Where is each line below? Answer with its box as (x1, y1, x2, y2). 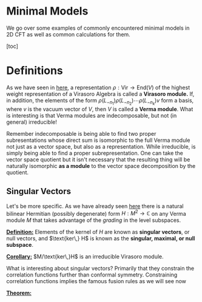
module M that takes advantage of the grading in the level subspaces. (6, 216, 181, 224)
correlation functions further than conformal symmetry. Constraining (6, 271, 178, 278)
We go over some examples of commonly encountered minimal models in (6, 24, 190, 32)
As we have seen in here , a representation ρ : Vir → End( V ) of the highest (6, 84, 190, 91)
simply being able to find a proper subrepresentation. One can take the (6, 150, 184, 156)
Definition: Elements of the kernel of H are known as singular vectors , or (6, 229, 190, 236)
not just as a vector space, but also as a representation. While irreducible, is (6, 143, 196, 150)
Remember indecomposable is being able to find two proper (6, 130, 157, 137)
